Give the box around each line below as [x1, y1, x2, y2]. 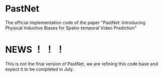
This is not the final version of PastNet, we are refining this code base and [5, 60, 158, 66]
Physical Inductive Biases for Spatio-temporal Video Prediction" [5, 24, 137, 30]
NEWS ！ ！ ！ [5, 44, 65, 55]
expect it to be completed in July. [5, 66, 74, 72]
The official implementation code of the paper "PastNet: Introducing [5, 19, 145, 25]
